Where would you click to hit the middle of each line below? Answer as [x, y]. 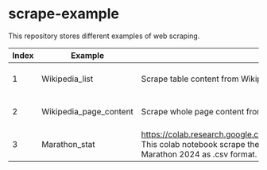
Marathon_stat [68, 144]
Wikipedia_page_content [87, 111]
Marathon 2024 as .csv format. [199, 154]
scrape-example [64, 14]
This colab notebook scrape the [200, 144]
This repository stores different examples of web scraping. [104, 36]
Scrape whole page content [193, 111]
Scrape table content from [190, 79]
